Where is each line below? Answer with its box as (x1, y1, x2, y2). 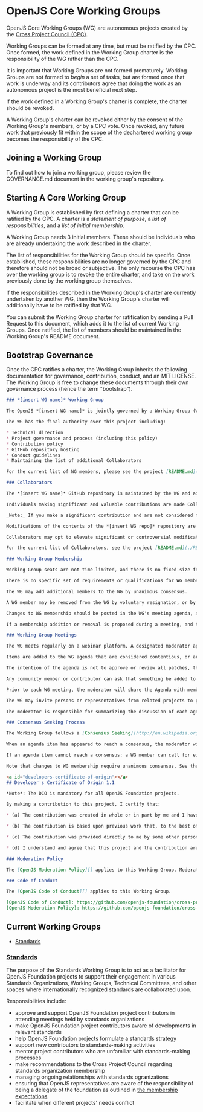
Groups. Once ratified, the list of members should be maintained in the (6, 326, 181, 333)
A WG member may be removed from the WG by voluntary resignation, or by (6, 599, 196, 605)
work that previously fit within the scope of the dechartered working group (6, 129, 192, 136)
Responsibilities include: (6, 998, 66, 1005)
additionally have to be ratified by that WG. (6, 301, 113, 309)
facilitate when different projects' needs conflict (14, 1099, 135, 1107)
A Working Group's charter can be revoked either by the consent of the (6, 116, 184, 123)
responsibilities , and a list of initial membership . (6, 222, 125, 229)
